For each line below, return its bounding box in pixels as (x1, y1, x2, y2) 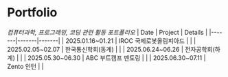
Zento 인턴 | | (7, 62, 44, 70)
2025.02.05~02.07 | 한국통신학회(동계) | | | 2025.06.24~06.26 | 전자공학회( (7, 45, 215, 53)
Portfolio (7, 5, 58, 20)
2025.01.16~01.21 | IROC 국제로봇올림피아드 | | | (65, 36, 196, 45)
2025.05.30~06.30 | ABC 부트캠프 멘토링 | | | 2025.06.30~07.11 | (27, 53, 206, 62)
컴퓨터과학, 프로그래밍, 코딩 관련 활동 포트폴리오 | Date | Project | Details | (7, 28, 208, 36)
